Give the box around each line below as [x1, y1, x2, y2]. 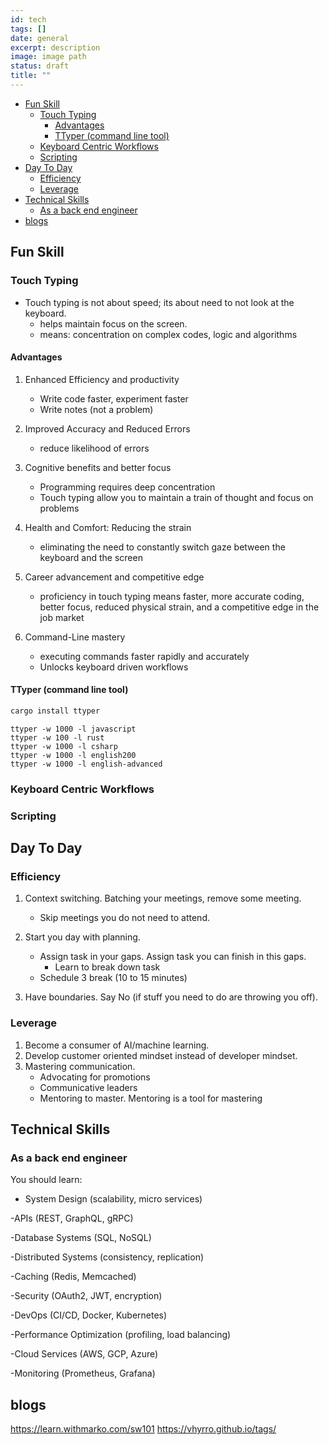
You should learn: [10, 1174, 83, 1186]
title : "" [10, 71, 52, 81]
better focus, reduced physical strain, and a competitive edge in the [39, 601, 320, 613]
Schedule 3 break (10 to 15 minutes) [39, 972, 188, 984]
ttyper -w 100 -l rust [10, 732, 105, 743]
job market [39, 611, 85, 623]
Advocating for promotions [39, 1071, 151, 1083]
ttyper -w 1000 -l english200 [10, 750, 137, 760]
